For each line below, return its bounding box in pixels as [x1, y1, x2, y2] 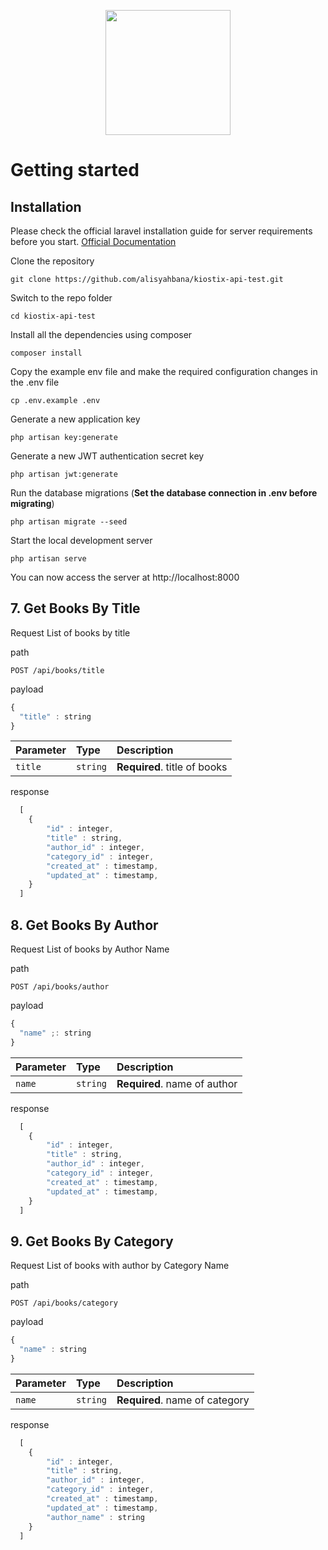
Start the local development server [10, 535, 153, 546]
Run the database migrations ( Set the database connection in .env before [10, 487, 318, 499]
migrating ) [10, 498, 55, 509]
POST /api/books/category [10, 1298, 118, 1309]
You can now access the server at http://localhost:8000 [10, 571, 240, 583]
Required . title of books [116, 760, 228, 774]
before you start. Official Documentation [10, 236, 177, 247]
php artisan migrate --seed [10, 517, 128, 527]
